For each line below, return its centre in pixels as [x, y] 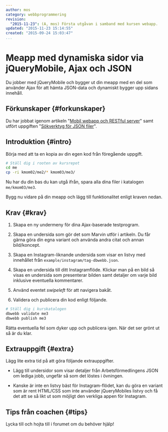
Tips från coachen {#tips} [47, 412]
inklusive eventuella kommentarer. [48, 280]
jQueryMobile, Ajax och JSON [69, 69]
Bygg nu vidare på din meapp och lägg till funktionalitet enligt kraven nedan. [84, 197]
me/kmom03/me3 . [21, 187]
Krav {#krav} [26, 212]
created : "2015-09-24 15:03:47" [39, 33]
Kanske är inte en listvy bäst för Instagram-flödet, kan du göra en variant [88, 385]
